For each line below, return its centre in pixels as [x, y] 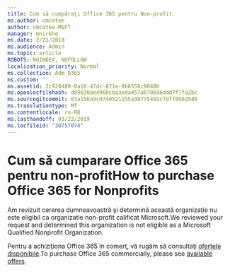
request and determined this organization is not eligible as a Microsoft [109, 225]
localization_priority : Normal [53, 66]
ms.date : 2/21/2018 [36, 40]
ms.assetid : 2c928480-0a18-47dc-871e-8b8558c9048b [84, 86]
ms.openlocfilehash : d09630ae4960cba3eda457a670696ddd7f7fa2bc [103, 93]
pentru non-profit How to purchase [111, 176]
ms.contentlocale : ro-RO [44, 112]
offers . [17, 261]
